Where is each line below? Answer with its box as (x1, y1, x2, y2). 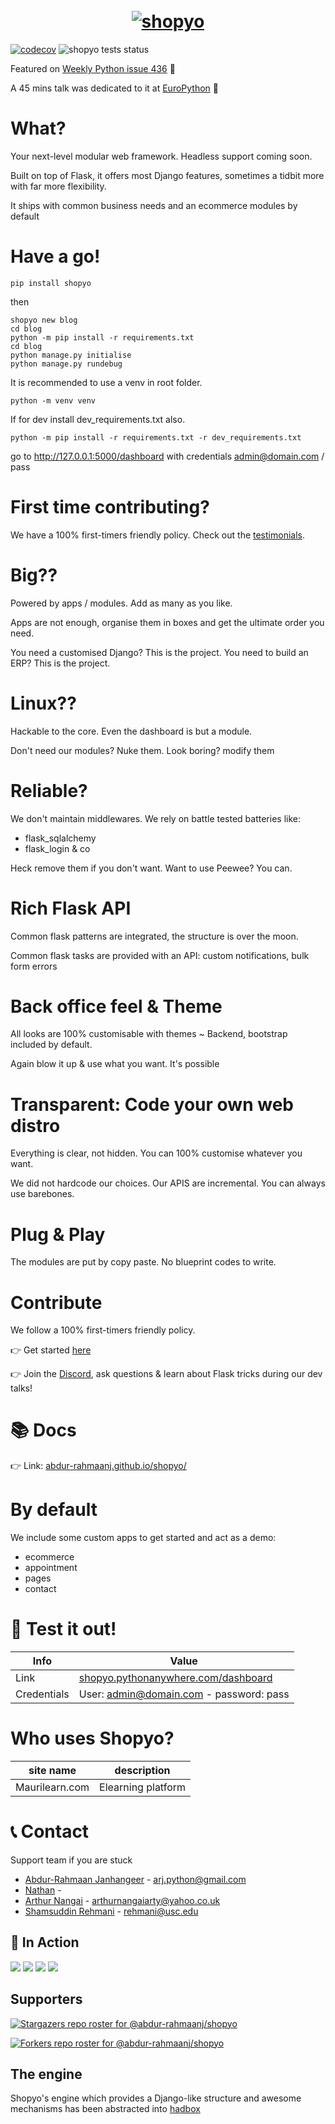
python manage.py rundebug (10, 359, 123, 369)
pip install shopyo (10, 278, 92, 288)
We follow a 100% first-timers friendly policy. (10, 1324, 196, 1336)
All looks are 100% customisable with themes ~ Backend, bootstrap (10, 1028, 288, 1040)
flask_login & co (24, 842, 91, 854)
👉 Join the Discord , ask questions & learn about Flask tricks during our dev (10, 1368, 323, 1380)
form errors (10, 960, 58, 972)
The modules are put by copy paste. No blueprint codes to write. (10, 1256, 277, 1268)
